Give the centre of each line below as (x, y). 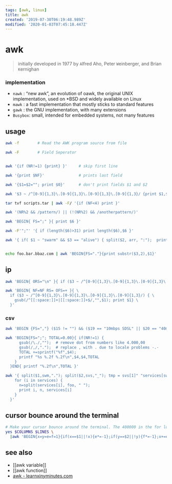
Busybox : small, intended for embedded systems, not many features (83, 115)
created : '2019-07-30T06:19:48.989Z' (46, 19)
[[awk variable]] (29, 465)
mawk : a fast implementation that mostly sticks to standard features (83, 104)
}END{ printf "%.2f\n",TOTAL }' (45, 366)
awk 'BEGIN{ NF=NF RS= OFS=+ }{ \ (42, 291)
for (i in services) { (39, 381)
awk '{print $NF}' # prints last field (64, 175)
